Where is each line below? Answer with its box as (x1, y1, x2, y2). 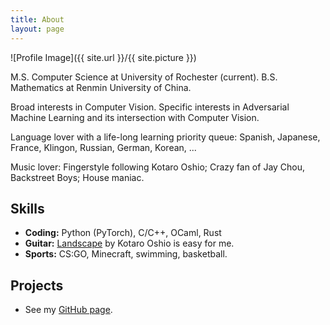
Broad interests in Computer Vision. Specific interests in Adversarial (10, 101, 290, 113)
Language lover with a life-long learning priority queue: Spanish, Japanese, (10, 131, 321, 143)
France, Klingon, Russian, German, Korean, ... (10, 141, 197, 153)
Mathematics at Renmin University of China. (10, 81, 192, 93)
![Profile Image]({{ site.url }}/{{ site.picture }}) (10, 51, 197, 63)
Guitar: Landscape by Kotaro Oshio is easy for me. (24, 237, 235, 250)
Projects (10, 277, 64, 294)
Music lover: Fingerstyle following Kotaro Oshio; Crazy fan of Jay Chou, (10, 161, 306, 173)
